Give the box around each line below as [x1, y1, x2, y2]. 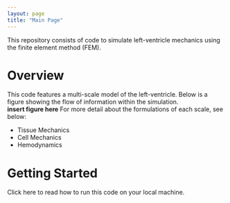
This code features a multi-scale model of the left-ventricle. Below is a [7, 90, 208, 99]
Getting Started [7, 165, 98, 181]
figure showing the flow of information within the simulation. [7, 98, 179, 106]
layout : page [7, 10, 45, 17]
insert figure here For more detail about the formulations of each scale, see [7, 105, 224, 113]
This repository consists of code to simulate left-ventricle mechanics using [7, 35, 220, 44]
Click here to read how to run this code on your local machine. [7, 188, 185, 197]
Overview [7, 67, 64, 83]
